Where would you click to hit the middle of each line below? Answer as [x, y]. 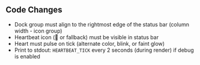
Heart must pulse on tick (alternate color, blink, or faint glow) [89, 43]
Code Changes [34, 10]
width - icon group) [38, 31]
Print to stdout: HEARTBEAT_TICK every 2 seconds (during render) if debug [104, 50]
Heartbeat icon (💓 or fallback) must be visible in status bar [86, 37]
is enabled [27, 56]
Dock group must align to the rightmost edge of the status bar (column [102, 24]
